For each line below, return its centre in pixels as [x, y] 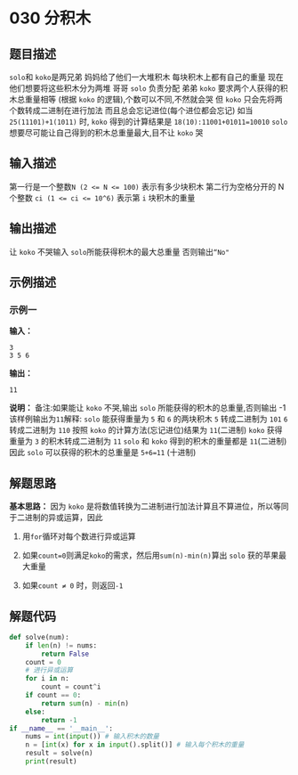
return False [65, 654]
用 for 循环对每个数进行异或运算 [79, 536]
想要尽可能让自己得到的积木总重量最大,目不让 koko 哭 [106, 133]
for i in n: [47, 679]
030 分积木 [50, 18]
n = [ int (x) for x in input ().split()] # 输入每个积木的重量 [135, 745]
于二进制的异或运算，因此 [56, 518]
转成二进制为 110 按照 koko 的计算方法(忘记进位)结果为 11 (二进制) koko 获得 [146, 430]
